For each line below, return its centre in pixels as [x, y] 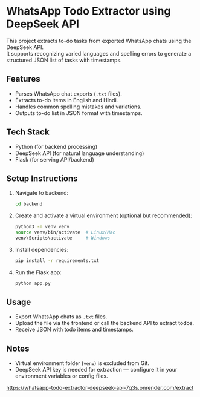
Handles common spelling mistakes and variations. [78, 107]
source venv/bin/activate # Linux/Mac [65, 232]
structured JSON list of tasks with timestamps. [64, 60]
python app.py [33, 283]
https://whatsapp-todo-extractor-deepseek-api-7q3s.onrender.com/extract [100, 388]
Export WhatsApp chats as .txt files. [61, 317]
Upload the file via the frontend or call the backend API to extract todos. [105, 323]
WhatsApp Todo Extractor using [89, 11]
